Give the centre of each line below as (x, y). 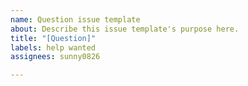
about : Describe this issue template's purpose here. (125, 29)
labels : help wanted (53, 47)
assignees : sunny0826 (55, 57)
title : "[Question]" (53, 38)
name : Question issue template (75, 19)
